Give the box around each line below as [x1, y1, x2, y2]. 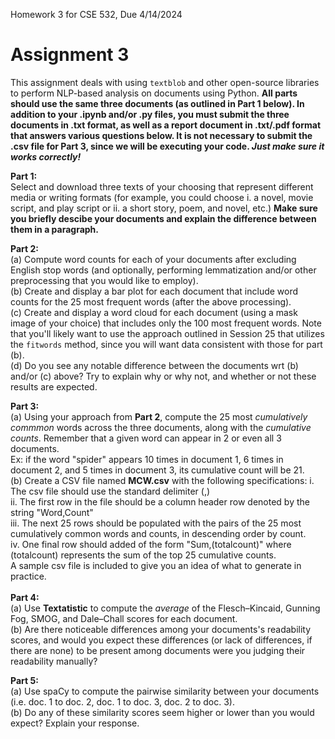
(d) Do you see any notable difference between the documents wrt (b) [10, 359, 299, 371]
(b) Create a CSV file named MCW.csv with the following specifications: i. [10, 474, 315, 486]
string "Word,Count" [10, 506, 94, 518]
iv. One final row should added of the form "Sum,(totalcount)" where [10, 538, 292, 550]
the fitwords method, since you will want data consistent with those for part [10, 338, 323, 350]
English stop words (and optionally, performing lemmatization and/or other [10, 264, 317, 276]
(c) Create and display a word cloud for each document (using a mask [10, 306, 298, 318]
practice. [10, 570, 47, 582]
